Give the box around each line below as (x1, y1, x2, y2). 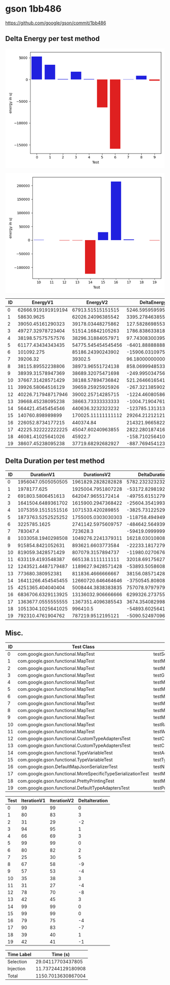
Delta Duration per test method (5, 457, 105, 465)
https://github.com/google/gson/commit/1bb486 (5, 20, 106, 26)
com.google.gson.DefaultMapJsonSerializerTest (17, 764, 118, 770)
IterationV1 (21, 797, 46, 803)
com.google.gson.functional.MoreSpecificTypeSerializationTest (17, 771, 149, 777)
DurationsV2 (83, 471, 111, 478)
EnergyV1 (32, 299, 54, 305)
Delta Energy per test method (5, 34, 100, 43)
